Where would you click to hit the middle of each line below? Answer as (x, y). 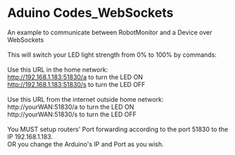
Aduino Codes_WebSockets (90, 13)
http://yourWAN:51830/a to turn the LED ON (71, 107)
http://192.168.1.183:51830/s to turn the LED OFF (76, 84)
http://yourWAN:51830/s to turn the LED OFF (72, 114)
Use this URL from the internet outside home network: (85, 99)
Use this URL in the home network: (58, 69)
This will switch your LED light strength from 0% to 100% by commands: (112, 55)
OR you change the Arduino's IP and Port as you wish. (85, 144)
